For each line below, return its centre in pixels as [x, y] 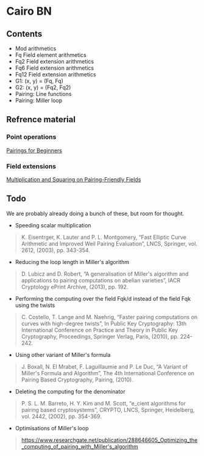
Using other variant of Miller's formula [63, 355]
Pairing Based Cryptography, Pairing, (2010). [77, 380]
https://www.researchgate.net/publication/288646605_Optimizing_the [109, 440]
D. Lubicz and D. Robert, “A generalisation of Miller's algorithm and [105, 274]
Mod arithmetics [36, 48]
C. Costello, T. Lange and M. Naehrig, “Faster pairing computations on [109, 317]
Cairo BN [29, 11]
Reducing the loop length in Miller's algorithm [72, 262]
